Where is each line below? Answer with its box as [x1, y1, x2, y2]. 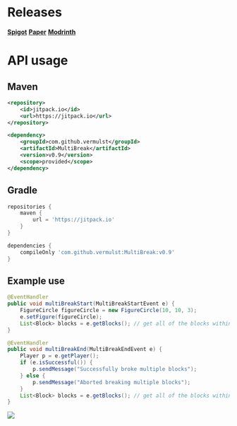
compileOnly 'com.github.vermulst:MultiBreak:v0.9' [20, 248, 175, 255]
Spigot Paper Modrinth [7, 28, 76, 36]
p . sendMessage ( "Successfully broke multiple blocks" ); [32, 366, 197, 373]
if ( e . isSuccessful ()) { [20, 359, 93, 367]
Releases [7, 4, 62, 21]
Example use [7, 275, 66, 287]
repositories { [7, 203, 52, 210]
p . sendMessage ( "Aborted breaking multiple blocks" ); [32, 379, 191, 386]
